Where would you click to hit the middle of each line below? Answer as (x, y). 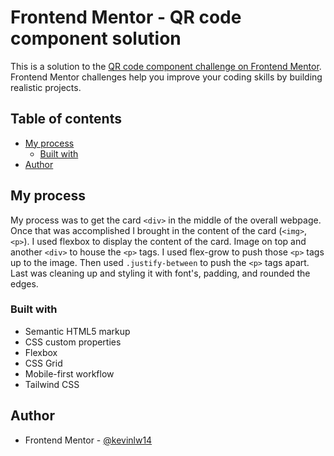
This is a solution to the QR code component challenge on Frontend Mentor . (166, 66)
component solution (96, 38)
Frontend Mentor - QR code (126, 17)
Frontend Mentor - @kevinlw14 (88, 440)
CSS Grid (43, 363)
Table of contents (66, 119)
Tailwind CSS (52, 384)
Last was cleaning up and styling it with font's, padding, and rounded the (160, 273)
